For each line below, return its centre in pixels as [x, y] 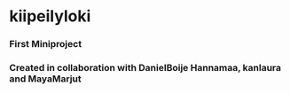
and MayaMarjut [45, 79]
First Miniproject [46, 44]
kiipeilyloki [50, 16]
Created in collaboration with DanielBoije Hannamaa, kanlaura [145, 68]
